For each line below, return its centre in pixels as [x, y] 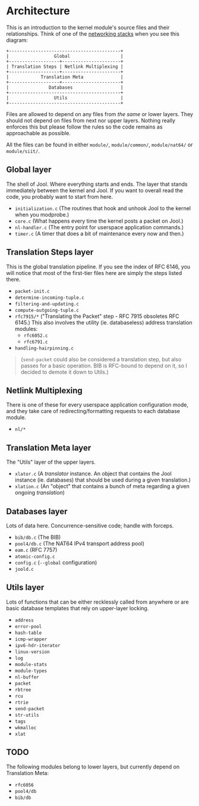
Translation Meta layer [49, 448]
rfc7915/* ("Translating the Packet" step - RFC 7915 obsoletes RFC [97, 316]
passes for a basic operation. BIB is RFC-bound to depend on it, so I [104, 365]
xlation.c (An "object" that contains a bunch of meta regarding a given [102, 486]
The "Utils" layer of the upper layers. [51, 462]
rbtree [23, 690]
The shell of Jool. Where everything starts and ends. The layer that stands [97, 184]
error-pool [28, 626]
